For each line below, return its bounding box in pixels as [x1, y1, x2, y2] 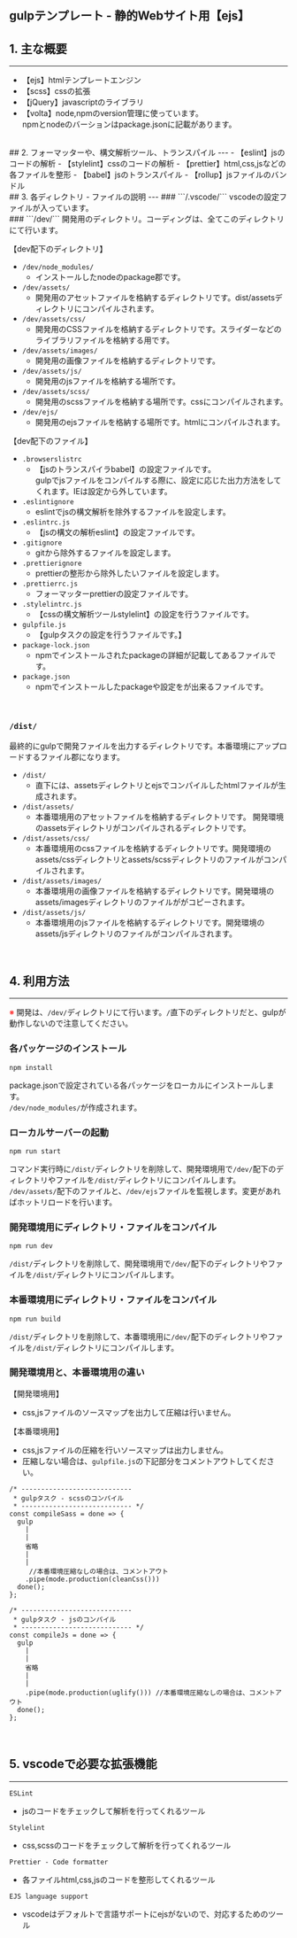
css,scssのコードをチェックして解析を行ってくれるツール [21, 1840, 232, 1850]
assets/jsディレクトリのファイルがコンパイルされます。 [34, 928, 237, 939]
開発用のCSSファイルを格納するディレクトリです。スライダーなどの [34, 324, 282, 335]
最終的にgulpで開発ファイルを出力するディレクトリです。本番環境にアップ [9, 740, 280, 751]
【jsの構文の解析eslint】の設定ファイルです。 [34, 527, 201, 538]
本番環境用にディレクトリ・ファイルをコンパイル [9, 1294, 217, 1306]
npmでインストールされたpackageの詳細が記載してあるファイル [34, 650, 269, 661]
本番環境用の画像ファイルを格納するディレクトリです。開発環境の [34, 885, 275, 896]
